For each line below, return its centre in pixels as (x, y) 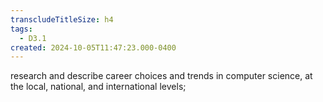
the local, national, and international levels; (98, 87)
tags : (21, 29)
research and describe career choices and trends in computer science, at (161, 76)
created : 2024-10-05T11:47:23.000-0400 (93, 47)
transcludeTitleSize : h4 (62, 19)
